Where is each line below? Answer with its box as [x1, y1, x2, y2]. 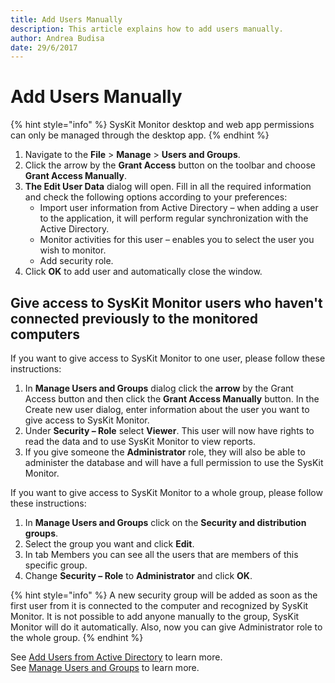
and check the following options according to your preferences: [24, 191, 288, 203]
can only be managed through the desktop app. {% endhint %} [10, 129, 270, 141]
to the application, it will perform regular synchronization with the [39, 212, 309, 225]
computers [10, 326, 81, 343]
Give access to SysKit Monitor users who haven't [10, 294, 323, 311]
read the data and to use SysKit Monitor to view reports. [24, 436, 256, 447]
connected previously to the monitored [10, 310, 258, 327]
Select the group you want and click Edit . [24, 538, 195, 550]
